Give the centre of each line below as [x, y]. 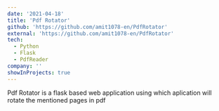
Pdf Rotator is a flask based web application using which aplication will [109, 93]
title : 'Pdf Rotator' [39, 20]
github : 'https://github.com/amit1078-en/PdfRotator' [88, 27]
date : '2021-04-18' [36, 14]
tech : [15, 40]
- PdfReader [31, 60]
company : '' [25, 66]
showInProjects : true [39, 72]
